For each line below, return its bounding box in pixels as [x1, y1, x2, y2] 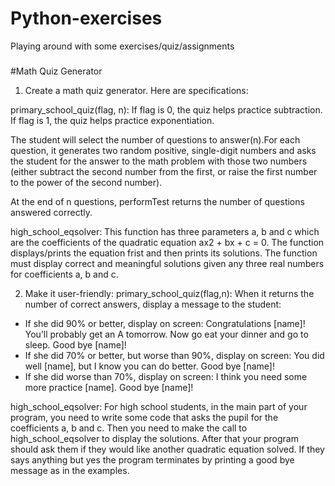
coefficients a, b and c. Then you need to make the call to [10, 422, 248, 434]
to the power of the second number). [10, 177, 163, 189]
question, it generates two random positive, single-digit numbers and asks [10, 145, 317, 157]
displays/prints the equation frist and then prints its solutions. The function [10, 247, 318, 259]
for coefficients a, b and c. [10, 268, 119, 281]
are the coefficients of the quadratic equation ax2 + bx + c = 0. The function [10, 237, 325, 249]
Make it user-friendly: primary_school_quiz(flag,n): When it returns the [24, 288, 315, 300]
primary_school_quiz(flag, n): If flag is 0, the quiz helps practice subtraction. [10, 104, 323, 116]
